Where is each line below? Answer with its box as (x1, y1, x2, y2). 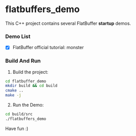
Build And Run (5, 57, 41, 64)
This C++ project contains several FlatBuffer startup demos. (5, 20, 131, 26)
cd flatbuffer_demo (5, 78, 47, 84)
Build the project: (12, 69, 49, 75)
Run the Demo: (12, 102, 44, 108)
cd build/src (5, 112, 33, 117)
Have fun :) (5, 125, 29, 131)
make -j (5, 93, 22, 98)
